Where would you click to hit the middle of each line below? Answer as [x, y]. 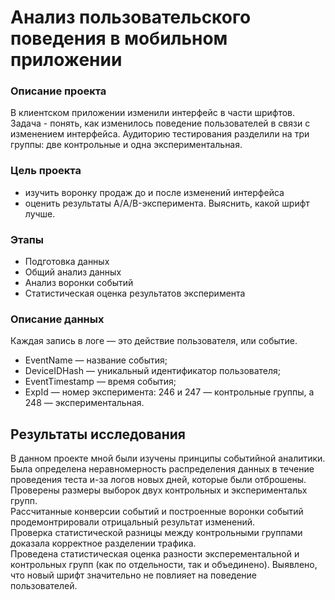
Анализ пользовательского [131, 17]
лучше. [40, 213]
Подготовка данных [67, 262]
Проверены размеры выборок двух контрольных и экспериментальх [159, 490]
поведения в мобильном [119, 38]
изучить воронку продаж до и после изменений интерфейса [154, 192]
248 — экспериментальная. [84, 403]
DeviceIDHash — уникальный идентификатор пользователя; [153, 371]
